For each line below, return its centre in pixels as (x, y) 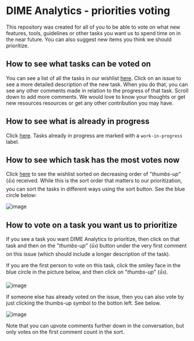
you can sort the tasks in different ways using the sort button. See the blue (96, 189)
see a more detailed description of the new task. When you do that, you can (97, 84)
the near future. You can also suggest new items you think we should (89, 39)
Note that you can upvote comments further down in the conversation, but (95, 326)
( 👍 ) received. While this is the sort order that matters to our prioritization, (94, 181)
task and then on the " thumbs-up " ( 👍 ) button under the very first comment (96, 246)
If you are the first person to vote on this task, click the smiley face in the (93, 266)
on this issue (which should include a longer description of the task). (88, 254)
